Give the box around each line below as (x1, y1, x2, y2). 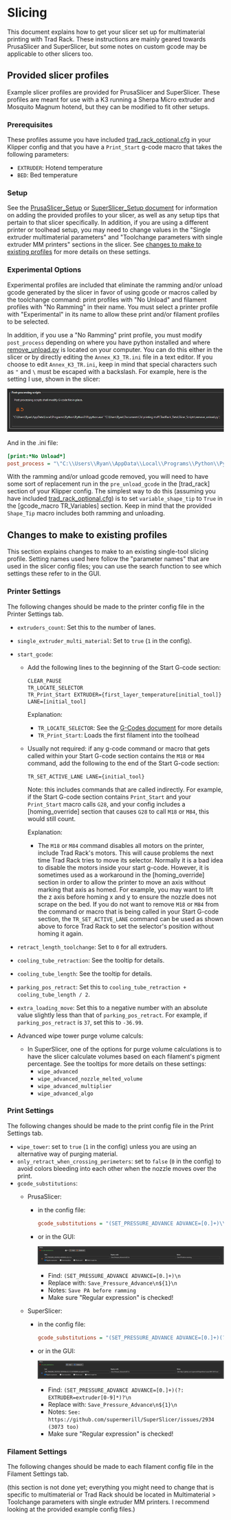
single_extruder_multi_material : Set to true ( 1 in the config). (16, 636, 192, 644)
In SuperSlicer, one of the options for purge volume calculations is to (27, 1045, 222, 1053)
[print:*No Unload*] (7, 453, 67, 460)
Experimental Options (7, 265, 82, 275)
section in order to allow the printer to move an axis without (37, 878, 206, 886)
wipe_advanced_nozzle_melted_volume (37, 1075, 143, 1083)
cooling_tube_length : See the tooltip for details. (16, 969, 153, 978)
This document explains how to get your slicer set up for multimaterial (7, 28, 205, 36)
